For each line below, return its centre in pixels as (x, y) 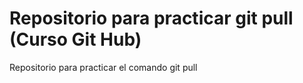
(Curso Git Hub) (75, 39)
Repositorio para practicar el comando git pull (103, 67)
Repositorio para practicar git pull (151, 18)
